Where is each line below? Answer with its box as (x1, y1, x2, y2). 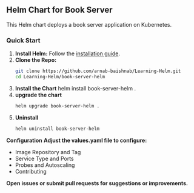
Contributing (15, 168, 47, 175)
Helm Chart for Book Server (6, 5, 113, 15)
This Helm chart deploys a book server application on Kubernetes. (6, 21, 172, 28)
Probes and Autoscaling (15, 161, 75, 169)
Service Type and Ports (15, 155, 74, 162)
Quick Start (6, 36, 41, 44)
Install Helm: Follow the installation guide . (15, 50, 120, 57)
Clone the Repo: (15, 56, 56, 64)
